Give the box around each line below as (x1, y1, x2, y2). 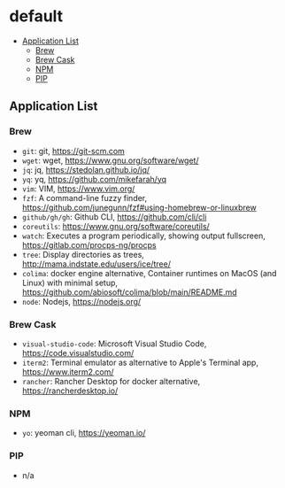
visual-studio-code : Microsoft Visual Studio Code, (21, 338, 207, 349)
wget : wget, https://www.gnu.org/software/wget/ (21, 155, 199, 166)
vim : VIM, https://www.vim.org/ (21, 183, 135, 194)
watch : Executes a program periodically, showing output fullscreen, (21, 230, 266, 241)
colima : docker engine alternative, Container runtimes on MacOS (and (21, 267, 277, 278)
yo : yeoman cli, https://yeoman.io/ (21, 428, 146, 438)
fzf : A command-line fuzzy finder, (21, 192, 148, 203)
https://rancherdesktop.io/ (21, 385, 119, 396)
